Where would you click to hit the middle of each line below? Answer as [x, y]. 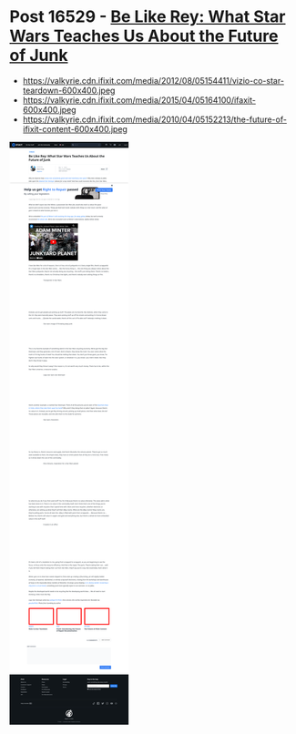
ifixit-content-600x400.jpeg [75, 128]
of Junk [39, 56]
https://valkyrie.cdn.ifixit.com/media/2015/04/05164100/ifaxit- [139, 100]
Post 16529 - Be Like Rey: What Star [148, 17]
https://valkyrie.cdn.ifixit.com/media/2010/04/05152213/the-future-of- [154, 119]
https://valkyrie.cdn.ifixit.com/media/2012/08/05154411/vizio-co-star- [153, 80]
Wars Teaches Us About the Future [144, 36]
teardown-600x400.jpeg [69, 90]
